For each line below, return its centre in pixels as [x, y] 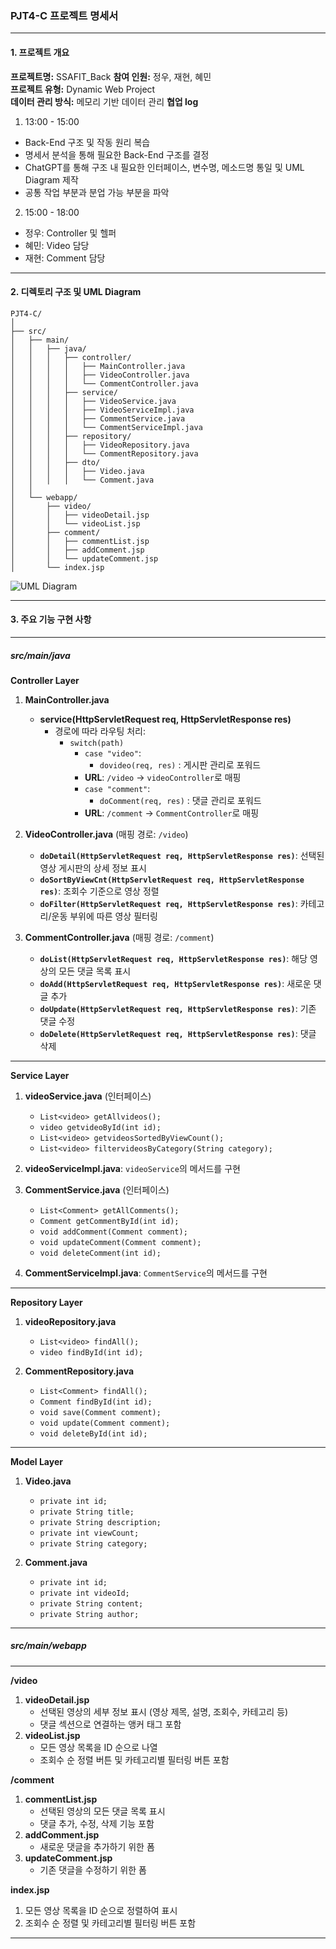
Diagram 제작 [51, 179]
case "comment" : [117, 788]
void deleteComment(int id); [100, 1253]
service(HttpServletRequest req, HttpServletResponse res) [165, 719]
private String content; [91, 1603]
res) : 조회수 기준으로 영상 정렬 [99, 891]
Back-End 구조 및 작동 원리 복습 [87, 142]
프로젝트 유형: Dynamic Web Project [83, 89]
